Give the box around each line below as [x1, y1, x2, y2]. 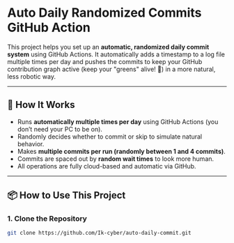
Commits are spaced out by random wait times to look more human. [17, 155, 214, 163]
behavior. [17, 139, 45, 148]
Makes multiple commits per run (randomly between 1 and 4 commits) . [17, 147, 226, 155]
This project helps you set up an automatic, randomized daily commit [7, 42, 210, 51]
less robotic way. [7, 72, 56, 81]
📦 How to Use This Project [7, 189, 126, 201]
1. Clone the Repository [7, 214, 87, 224]
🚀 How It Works [7, 99, 75, 111]
